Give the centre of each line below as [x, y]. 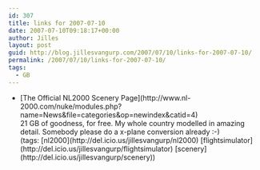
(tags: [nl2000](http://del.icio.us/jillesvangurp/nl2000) [109, 140]
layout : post [30, 45]
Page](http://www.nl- [156, 97]
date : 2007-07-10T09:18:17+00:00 [64, 30]
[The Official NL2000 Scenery [70, 97]
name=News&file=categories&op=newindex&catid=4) [109, 115]
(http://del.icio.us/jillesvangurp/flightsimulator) [96, 148]
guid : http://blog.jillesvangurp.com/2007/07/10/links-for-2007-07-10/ [130, 53]
